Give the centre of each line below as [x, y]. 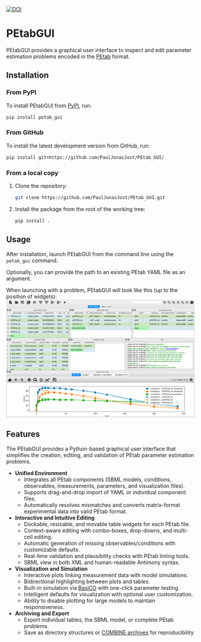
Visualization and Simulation [51, 568]
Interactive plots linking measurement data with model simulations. [106, 575]
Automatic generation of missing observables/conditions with [99, 543]
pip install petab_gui [34, 117]
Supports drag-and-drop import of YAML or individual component [105, 492]
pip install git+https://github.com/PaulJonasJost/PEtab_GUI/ [85, 157]
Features [23, 434]
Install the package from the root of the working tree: [80, 209]
